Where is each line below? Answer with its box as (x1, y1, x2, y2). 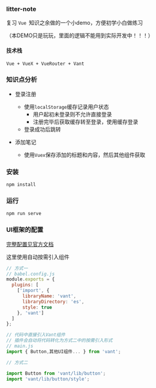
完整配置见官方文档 (6, 240, 54, 247)
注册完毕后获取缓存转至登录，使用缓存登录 (32, 118, 139, 125)
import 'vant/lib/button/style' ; (6, 376, 90, 382)
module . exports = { (6, 276, 55, 282)
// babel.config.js (6, 271, 55, 277)
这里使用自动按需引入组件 (6, 253, 70, 260)
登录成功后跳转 (23, 126, 61, 133)
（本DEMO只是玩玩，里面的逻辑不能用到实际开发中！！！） (6, 32, 154, 39)
